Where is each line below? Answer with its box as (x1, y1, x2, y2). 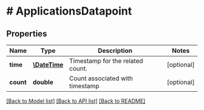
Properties (6, 29, 47, 39)
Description (98, 47, 132, 55)
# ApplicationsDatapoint (6, 4, 132, 18)
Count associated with (69, 74, 134, 83)
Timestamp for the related (69, 57, 144, 65)
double (32, 78, 53, 86)
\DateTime (32, 61, 64, 69)
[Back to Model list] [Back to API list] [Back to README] (6, 97, 146, 105)
